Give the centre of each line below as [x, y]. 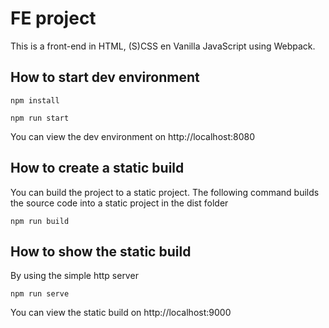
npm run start [40, 118]
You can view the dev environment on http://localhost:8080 [133, 136]
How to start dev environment [105, 77]
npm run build [40, 221]
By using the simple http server [74, 276]
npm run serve [40, 294]
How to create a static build [97, 168]
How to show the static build [101, 251]
